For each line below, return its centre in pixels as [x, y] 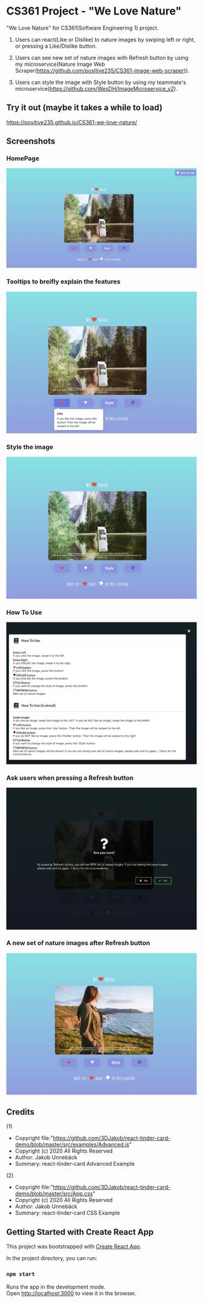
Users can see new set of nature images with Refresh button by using [102, 57]
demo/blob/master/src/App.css [54, 1194]
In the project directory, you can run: [52, 1258]
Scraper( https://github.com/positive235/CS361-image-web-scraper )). [102, 70]
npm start [21, 1274]
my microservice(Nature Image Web [60, 64]
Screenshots [31, 141]
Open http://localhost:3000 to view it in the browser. [71, 1293]
